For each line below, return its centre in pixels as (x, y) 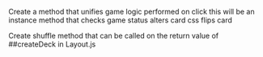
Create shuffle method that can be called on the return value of (114, 36)
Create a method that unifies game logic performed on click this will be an (131, 12)
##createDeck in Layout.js (52, 44)
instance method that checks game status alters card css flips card (121, 20)
